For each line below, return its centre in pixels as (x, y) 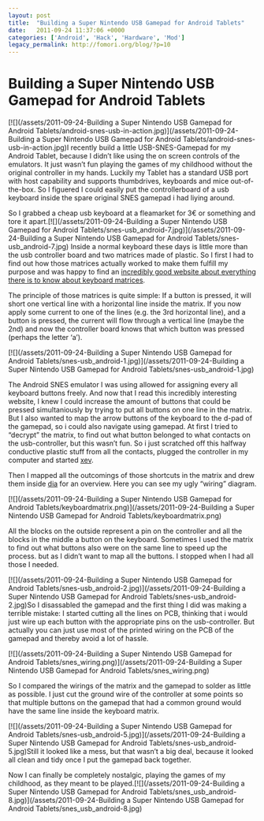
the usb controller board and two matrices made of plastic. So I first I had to (131, 255)
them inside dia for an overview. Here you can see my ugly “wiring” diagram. (132, 484)
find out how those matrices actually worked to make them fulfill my (118, 263)
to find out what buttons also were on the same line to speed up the (118, 548)
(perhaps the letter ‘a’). (45, 338)
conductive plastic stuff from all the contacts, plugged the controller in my (128, 452)
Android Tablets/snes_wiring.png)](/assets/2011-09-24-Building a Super (125, 662)
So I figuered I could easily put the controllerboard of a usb (134, 189)
